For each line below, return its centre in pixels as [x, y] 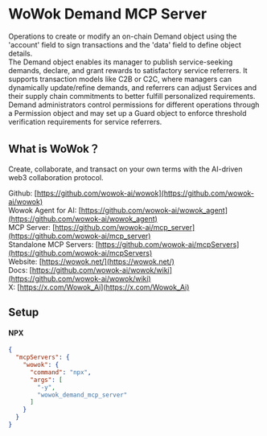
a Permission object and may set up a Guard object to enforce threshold [127, 113]
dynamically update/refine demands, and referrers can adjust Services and [133, 87]
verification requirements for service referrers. [85, 121]
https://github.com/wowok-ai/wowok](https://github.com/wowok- [146, 193]
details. [21, 53]
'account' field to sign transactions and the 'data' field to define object [125, 44]
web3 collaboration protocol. [56, 177]
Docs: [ [20, 269]
